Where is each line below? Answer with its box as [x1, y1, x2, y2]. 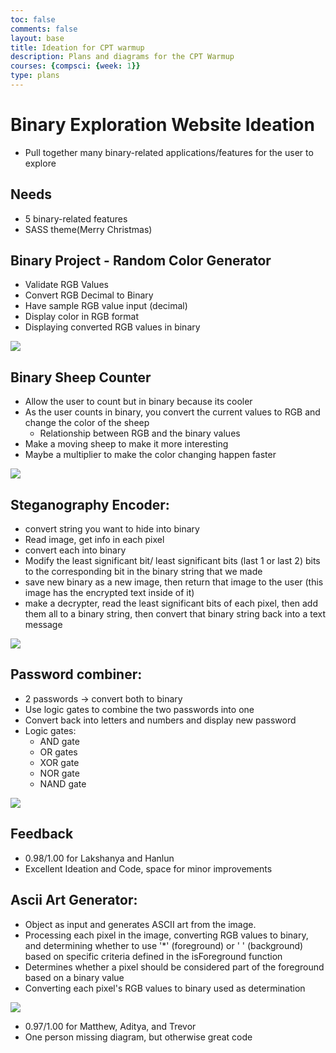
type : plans [10, 71, 60, 81]
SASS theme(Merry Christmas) [24, 223, 153, 235]
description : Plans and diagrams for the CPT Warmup [10, 52, 235, 62]
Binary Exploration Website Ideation [10, 114, 315, 136]
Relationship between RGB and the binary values [39, 427, 241, 440]
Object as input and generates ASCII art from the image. [24, 918, 257, 930]
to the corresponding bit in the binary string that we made [24, 566, 263, 578]
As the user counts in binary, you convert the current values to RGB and [24, 406, 321, 418]
